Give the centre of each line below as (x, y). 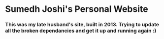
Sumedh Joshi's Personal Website (77, 9)
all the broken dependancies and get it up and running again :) (81, 31)
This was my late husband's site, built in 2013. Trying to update (82, 25)
